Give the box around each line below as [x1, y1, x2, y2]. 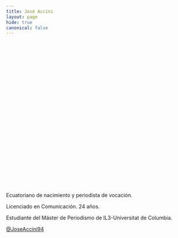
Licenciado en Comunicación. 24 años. [6, 203, 100, 210]
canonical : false [6, 24, 48, 31]
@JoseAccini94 [6, 226, 44, 233]
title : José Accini [6, 8, 54, 15]
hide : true [6, 19, 33, 25]
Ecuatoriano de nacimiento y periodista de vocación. [6, 192, 132, 199]
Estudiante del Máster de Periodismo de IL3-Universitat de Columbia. [6, 214, 173, 222]
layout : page [6, 14, 38, 20]
